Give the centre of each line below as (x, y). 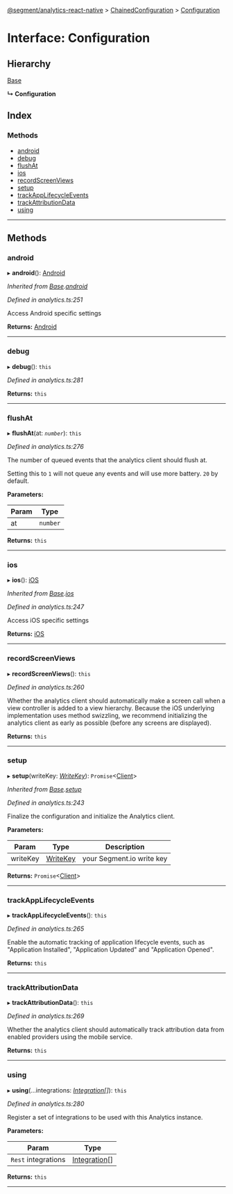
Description (125, 847)
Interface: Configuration (79, 38)
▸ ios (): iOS (23, 580)
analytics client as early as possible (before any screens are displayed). (109, 723)
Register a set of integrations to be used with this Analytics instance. (105, 1117)
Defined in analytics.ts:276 (46, 446)
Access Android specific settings (54, 313)
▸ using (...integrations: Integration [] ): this (67, 1090)
